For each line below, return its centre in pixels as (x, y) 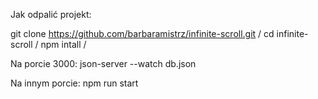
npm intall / (63, 44)
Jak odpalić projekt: (51, 14)
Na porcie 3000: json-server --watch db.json (103, 63)
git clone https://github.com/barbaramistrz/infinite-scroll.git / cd (142, 33)
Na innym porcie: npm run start (74, 83)
